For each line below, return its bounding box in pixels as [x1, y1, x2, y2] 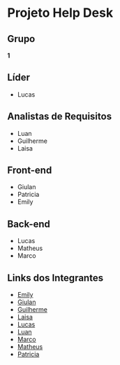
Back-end [7, 218, 51, 230]
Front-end [7, 165, 52, 177]
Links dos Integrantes [7, 272, 103, 284]
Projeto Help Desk [7, 5, 114, 21]
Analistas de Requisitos [7, 111, 112, 123]
